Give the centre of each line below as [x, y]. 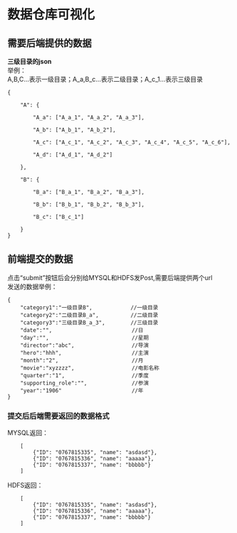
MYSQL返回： [28, 433]
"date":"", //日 [82, 330]
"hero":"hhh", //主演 [85, 352]
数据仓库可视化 [51, 15]
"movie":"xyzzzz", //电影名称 [90, 368]
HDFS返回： [25, 485]
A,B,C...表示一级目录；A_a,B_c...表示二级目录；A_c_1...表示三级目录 [105, 79]
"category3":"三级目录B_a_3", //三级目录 [89, 323]
